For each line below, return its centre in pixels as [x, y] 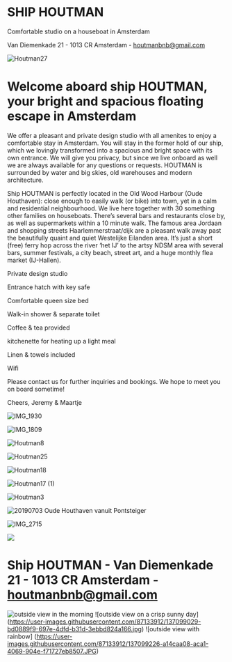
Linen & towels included [41, 354]
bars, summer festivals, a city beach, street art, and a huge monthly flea [110, 252]
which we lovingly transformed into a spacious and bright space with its [110, 150]
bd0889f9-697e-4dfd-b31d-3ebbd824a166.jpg [75, 629]
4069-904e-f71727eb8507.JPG [52, 651]
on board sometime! [36, 389]
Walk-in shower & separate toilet [53, 314]
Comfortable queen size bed [48, 300]
